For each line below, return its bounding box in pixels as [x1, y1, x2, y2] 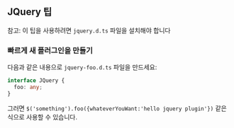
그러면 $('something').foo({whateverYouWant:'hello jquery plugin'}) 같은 [7, 104, 227, 112]
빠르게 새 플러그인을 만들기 [7, 45, 94, 55]
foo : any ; [13, 83, 43, 91]
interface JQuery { [7, 77, 65, 84]
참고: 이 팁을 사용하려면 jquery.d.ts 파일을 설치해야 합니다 [7, 26, 171, 35]
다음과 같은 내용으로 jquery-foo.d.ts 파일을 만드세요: [7, 63, 157, 71]
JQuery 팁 [7, 6, 52, 18]
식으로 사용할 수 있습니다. [7, 112, 78, 121]
